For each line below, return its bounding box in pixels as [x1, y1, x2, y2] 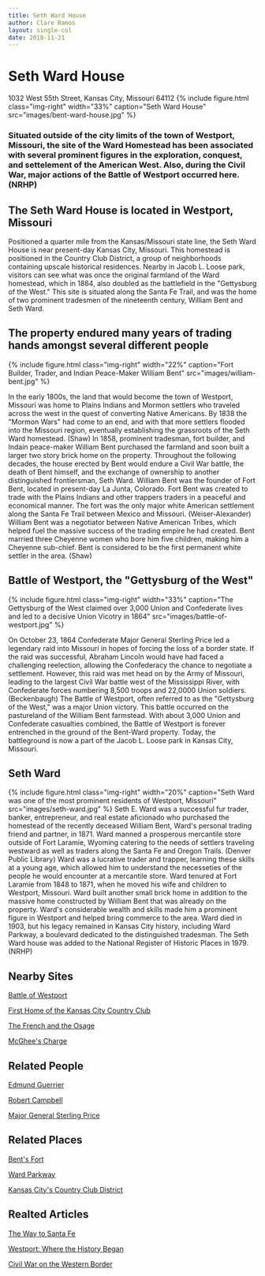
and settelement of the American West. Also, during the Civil [8, 159, 246, 170]
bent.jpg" [8, 376, 39, 386]
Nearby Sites [8, 969, 73, 983]
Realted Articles [8, 1207, 89, 1222]
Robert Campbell [8, 1095, 63, 1104]
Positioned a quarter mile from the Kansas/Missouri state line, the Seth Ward [8, 236, 256, 246]
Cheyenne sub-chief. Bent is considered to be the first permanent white [8, 542, 241, 552]
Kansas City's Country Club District [8, 1185, 124, 1194]
